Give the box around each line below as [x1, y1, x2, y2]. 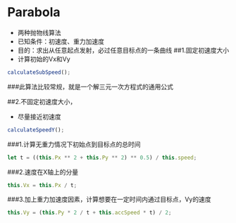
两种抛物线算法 [17, 28, 61, 37]
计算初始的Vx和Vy [17, 54, 70, 63]
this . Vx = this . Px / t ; [7, 181, 77, 189]
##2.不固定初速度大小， [7, 97, 77, 106]
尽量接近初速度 [17, 112, 61, 120]
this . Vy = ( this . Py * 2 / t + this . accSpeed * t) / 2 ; [7, 209, 172, 217]
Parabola [7, 4, 61, 20]
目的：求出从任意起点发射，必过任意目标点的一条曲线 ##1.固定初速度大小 [17, 46, 230, 54]
